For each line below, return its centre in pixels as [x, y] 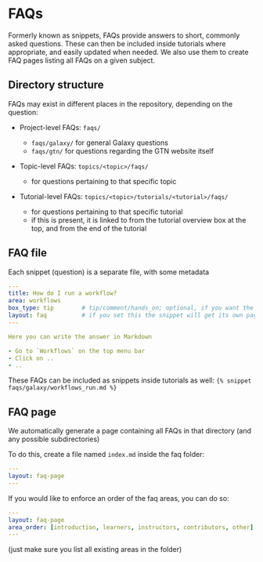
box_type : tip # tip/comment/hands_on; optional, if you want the [131, 308]
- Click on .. [31, 358]
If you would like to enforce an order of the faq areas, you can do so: [119, 498]
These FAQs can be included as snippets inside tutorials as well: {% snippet [130, 380]
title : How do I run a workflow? [63, 294]
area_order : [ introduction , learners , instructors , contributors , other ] [131, 527]
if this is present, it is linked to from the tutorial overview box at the [139, 219]
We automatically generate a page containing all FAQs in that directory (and [130, 431]
